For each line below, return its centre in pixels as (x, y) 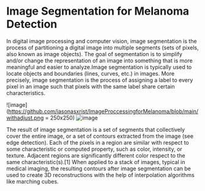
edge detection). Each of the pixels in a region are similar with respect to (98, 142)
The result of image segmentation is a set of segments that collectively (96, 129)
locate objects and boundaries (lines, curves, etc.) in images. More (91, 73)
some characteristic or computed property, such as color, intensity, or (94, 149)
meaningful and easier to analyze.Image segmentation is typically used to (99, 67)
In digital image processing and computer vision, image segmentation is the (102, 41)
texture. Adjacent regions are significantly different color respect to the (96, 155)
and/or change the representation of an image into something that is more (99, 60)
